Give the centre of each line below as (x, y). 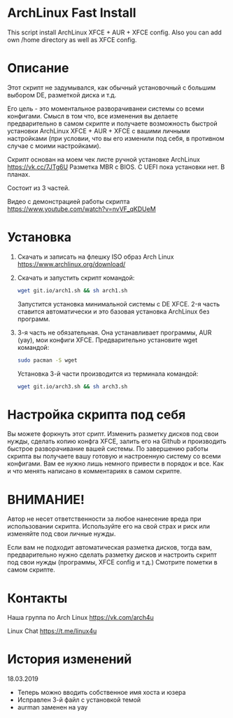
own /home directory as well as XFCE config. (72, 39)
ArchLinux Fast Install (72, 13)
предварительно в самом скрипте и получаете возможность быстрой (113, 123)
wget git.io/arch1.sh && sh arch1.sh (72, 290)
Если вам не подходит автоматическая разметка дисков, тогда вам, (110, 548)
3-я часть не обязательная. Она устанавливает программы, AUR (114, 332)
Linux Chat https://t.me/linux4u (52, 631)
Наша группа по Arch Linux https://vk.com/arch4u (80, 618)
